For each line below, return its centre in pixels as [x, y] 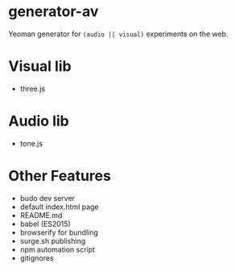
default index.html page [59, 207]
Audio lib [39, 121]
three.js [33, 88]
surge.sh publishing [53, 240]
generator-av [54, 12]
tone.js [31, 143]
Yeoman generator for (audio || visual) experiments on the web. [118, 34]
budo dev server [47, 198]
